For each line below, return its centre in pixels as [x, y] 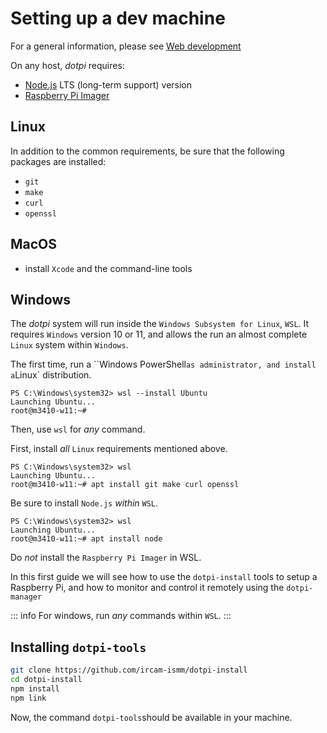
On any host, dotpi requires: [67, 65]
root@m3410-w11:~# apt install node [86, 539]
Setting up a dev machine [118, 18]
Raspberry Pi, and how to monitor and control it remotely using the [147, 588]
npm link [28, 698]
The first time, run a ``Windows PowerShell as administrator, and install [163, 364]
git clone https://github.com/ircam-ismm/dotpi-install [129, 670]
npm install [35, 688]
